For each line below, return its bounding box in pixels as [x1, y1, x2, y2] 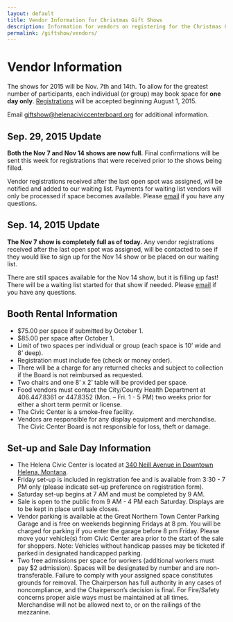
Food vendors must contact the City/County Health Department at [17, 386, 206, 394]
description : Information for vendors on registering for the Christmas [7, 23, 222, 30]
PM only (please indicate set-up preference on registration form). [17, 483, 205, 491]
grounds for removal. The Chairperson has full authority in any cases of [17, 578, 222, 587]
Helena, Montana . [17, 468, 69, 476]
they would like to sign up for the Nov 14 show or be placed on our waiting [7, 252, 220, 261]
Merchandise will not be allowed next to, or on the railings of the [17, 601, 201, 609]
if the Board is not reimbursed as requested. [17, 370, 144, 379]
